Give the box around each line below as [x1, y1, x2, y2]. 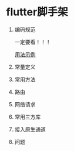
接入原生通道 [14, 126, 46, 133]
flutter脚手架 [6, 5, 69, 19]
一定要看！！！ [14, 38, 51, 45]
